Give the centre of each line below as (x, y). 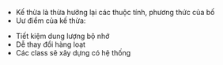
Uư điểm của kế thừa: (51, 21)
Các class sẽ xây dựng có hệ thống (73, 53)
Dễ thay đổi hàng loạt (50, 44)
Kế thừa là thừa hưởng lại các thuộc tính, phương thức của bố (115, 12)
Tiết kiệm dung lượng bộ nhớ (62, 36)
